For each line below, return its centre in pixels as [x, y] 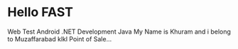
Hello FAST [40, 12]
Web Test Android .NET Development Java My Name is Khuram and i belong [119, 31]
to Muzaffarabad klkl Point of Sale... [60, 38]
